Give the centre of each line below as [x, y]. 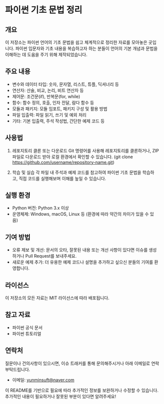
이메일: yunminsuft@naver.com [43, 380]
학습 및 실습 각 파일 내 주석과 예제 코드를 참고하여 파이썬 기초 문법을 [77, 172]
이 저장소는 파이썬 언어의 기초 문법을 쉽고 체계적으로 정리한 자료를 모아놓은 [76, 42]
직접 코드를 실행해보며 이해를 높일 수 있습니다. [62, 178]
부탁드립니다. [18, 369]
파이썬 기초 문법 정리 [44, 10]
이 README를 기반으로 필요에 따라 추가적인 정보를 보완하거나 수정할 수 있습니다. [82, 390]
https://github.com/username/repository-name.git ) [63, 162]
